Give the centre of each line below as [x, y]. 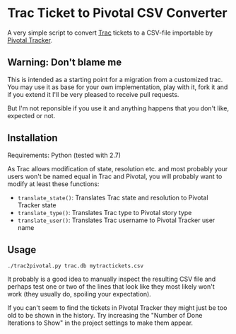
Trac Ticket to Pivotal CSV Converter [117, 13]
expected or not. [31, 115]
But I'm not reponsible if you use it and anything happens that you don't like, [118, 108]
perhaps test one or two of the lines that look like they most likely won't [111, 287]
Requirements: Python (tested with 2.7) [64, 155]
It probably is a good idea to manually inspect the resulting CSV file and [112, 279]
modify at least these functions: [53, 184]
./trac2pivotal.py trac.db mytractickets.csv [75, 266]
